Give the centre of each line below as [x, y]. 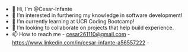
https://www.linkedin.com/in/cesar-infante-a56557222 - [80, 43]
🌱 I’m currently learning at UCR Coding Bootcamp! [73, 21]
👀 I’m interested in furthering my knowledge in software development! [97, 15]
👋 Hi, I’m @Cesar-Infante [42, 9]
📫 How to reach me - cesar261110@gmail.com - [71, 34]
